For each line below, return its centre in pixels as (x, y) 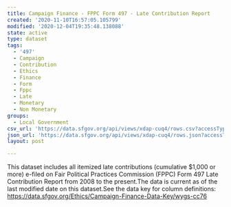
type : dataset (27, 39)
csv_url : (20, 129)
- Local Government (41, 122)
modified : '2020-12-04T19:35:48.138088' (66, 26)
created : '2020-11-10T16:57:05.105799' (64, 20)
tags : (15, 45)
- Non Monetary (35, 109)
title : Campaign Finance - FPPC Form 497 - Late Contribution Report (109, 13)
